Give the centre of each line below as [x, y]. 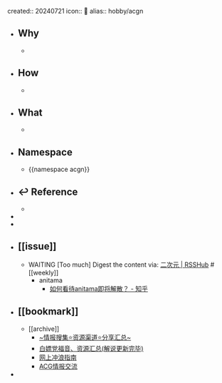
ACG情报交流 [58, 366]
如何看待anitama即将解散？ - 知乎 [99, 288]
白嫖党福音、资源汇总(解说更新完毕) [91, 348]
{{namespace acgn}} [59, 169]
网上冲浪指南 [58, 357]
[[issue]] [37, 246]
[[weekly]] [43, 272]
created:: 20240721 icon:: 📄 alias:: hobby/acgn [75, 11]
